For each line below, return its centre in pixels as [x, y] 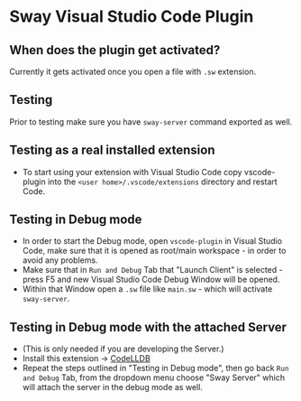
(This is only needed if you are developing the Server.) [123, 349]
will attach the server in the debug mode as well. [112, 387]
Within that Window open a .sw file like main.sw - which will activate [147, 289]
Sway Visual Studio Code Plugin [132, 17]
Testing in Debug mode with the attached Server [148, 327]
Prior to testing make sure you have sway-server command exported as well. [151, 121]
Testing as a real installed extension [112, 150]
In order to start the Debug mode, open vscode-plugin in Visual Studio [152, 241]
